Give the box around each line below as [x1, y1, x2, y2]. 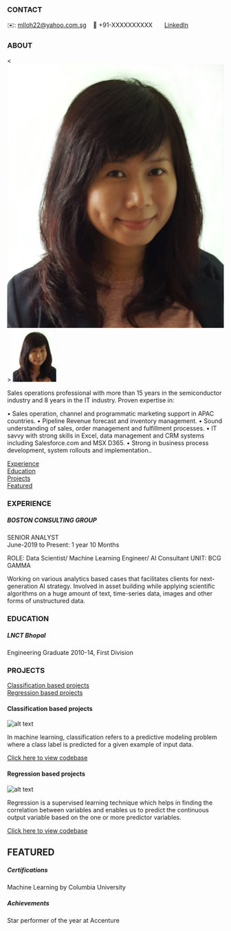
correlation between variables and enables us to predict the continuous [7, 805, 210, 814]
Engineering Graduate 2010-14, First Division [7, 648, 134, 656]
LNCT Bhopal [7, 631, 46, 639]
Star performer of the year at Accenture [7, 916, 120, 924]
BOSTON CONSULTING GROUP [7, 516, 98, 524]
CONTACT [7, 5, 43, 14]
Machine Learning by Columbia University [7, 883, 126, 891]
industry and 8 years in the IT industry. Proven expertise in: [7, 396, 175, 404]
